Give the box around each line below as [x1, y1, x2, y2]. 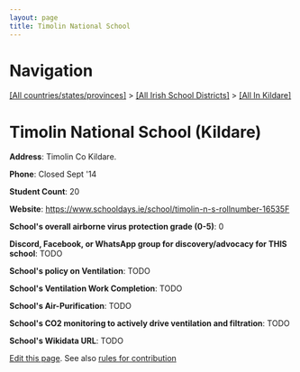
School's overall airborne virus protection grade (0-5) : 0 [9, 222, 224, 232]
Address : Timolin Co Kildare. [9, 151, 117, 162]
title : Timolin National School [9, 22, 131, 31]
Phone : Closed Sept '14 [9, 168, 97, 180]
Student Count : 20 [9, 186, 80, 197]
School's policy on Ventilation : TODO [9, 266, 151, 277]
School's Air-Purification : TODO [9, 301, 132, 312]
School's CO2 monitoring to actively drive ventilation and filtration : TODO [9, 318, 290, 329]
